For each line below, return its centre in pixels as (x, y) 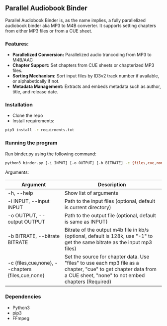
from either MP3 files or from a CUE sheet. (49, 31)
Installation (19, 105)
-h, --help (20, 193)
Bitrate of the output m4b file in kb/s (107, 230)
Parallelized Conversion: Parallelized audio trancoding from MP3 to (82, 55)
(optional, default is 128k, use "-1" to (109, 236)
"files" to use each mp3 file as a (102, 263)
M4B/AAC (23, 60)
